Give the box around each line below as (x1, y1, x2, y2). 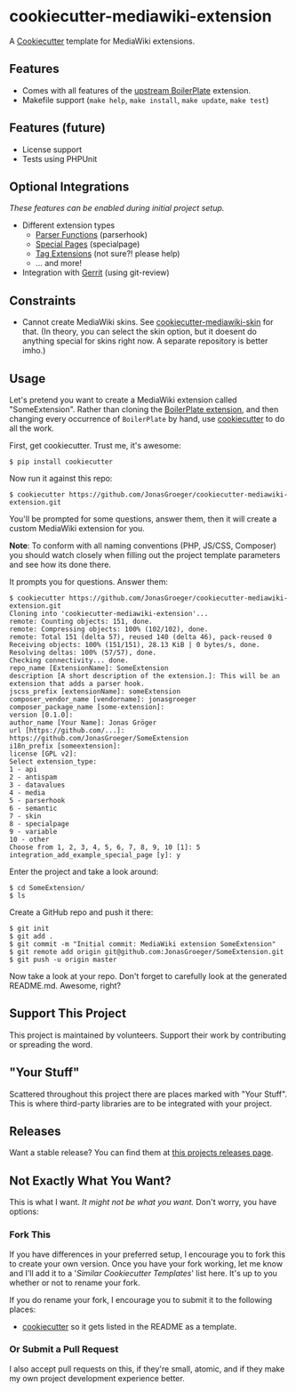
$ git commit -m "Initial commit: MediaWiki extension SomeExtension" (9, 940, 276, 949)
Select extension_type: (9, 757, 98, 766)
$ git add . (9, 932, 53, 941)
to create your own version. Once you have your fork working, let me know (9, 1258, 283, 1269)
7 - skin (9, 812, 42, 821)
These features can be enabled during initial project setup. (9, 203, 225, 214)
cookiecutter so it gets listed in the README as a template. (21, 1321, 237, 1331)
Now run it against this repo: (9, 473, 113, 483)
